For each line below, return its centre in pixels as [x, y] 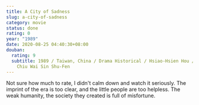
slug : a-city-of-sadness [37, 17]
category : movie [26, 22]
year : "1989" [22, 39]
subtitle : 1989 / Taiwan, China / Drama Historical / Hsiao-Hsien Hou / [103, 61]
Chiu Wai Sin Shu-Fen [43, 66]
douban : [16, 50]
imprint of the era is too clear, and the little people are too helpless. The [93, 90]
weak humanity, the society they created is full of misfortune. [81, 96]
